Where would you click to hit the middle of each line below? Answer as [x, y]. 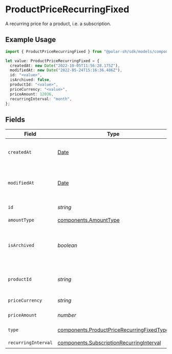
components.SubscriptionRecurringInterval [109, 343]
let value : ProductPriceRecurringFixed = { [52, 61]
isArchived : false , [31, 80]
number [67, 315]
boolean [68, 245]
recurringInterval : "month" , [41, 99]
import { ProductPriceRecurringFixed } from [53, 51]
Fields [15, 120]
